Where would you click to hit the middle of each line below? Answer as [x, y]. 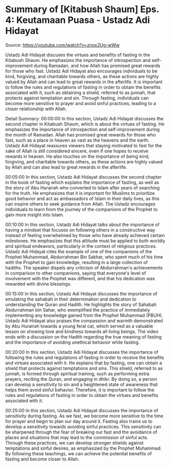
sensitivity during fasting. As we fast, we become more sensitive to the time [84, 416]
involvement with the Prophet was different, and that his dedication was [80, 278]
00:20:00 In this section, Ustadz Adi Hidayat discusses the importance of [82, 352]
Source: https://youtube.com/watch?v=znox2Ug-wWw [63, 45]
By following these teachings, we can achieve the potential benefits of [79, 453]
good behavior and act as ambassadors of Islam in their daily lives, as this [82, 198]
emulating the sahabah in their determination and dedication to [71, 299]
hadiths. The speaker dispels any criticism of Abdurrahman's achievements [84, 268]
